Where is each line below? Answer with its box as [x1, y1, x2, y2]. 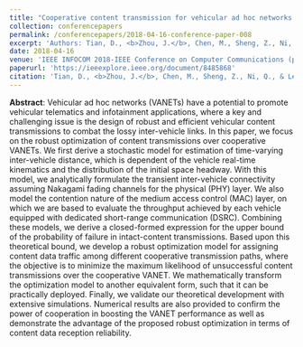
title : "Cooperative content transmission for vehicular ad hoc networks [9, 13, 293, 23]
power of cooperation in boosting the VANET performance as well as [9, 308, 265, 319]
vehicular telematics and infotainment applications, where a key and [9, 106, 262, 117]
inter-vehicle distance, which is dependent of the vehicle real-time [9, 155, 256, 165]
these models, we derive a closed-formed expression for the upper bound [9, 221, 285, 232]
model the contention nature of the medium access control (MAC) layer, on [9, 192, 288, 203]
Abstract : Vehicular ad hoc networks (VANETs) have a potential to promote [9, 97, 289, 108]
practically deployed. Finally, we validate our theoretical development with [9, 288, 285, 299]
